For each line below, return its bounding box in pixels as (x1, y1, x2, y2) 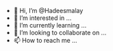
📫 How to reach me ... (13, 37, 77, 44)
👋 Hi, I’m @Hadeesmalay (13, 7, 84, 14)
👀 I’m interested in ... (13, 14, 72, 22)
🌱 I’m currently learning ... (13, 21, 87, 29)
